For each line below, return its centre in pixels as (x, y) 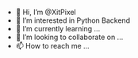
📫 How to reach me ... (52, 46)
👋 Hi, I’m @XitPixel (46, 12)
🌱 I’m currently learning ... (58, 29)
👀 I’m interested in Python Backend (73, 20)
